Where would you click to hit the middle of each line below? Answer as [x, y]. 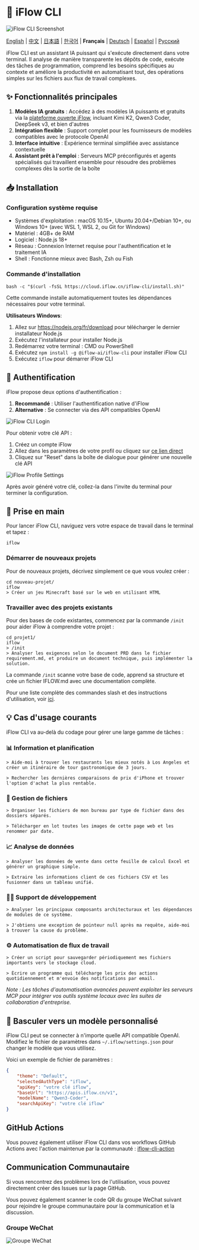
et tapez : [18, 532]
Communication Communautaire [68, 1167]
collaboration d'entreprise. [39, 1002]
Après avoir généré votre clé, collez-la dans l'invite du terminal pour [89, 486]
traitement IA [31, 252]
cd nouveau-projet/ [30, 582]
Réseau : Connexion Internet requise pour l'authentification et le [93, 246]
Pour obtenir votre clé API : [39, 433]
